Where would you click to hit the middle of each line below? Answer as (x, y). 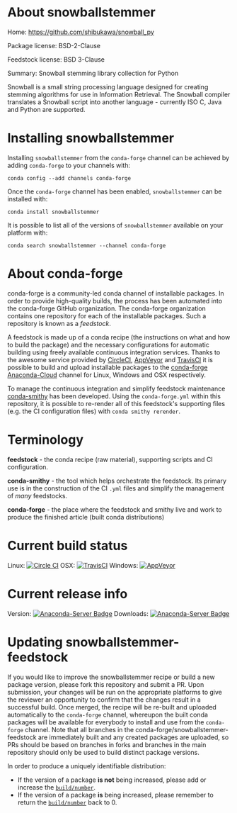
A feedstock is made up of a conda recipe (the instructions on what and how (119, 337)
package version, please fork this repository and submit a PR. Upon (106, 684)
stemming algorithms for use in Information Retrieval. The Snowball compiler (119, 94)
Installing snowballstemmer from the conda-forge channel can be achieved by (118, 157)
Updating (35, 642)
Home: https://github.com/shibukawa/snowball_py (81, 32)
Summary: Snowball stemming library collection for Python (93, 73)
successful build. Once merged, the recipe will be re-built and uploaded (112, 707)
